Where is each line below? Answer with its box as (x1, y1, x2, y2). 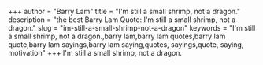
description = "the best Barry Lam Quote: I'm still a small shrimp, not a (8, 15, 236, 24)
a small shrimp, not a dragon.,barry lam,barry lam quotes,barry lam (8, 31, 226, 41)
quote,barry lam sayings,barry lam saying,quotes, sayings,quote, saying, (8, 40, 244, 49)
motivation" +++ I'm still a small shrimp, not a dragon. (8, 49, 183, 57)
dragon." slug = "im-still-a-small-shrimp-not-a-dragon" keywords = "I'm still (8, 23, 256, 32)
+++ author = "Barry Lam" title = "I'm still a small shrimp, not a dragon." (8, 7, 241, 16)
